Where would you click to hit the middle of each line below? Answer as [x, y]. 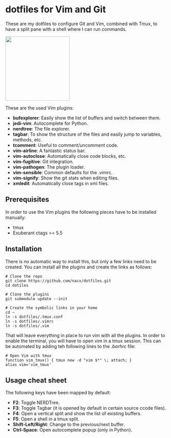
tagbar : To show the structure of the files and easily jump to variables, [87, 134]
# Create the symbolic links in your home [51, 308]
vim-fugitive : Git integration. [43, 161]
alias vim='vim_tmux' [28, 364]
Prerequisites [27, 200]
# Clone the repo [24, 276]
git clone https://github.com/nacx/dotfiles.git [58, 281]
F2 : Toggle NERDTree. [36, 403]
